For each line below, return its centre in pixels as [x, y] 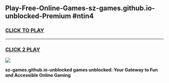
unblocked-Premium [38, 16]
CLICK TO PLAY [25, 31]
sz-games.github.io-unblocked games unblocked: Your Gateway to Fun [82, 69]
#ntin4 [83, 16]
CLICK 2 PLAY [23, 49]
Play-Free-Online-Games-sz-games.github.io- [80, 8]
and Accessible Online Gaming [38, 75]
